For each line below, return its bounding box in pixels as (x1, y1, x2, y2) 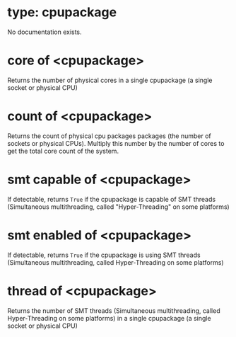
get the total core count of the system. (7, 147, 119, 155)
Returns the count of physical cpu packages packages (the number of (7, 132, 212, 140)
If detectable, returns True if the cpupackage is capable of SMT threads (7, 195, 216, 203)
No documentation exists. (7, 28, 83, 36)
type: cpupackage (7, 4, 117, 21)
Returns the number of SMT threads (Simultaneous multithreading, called (7, 306, 220, 315)
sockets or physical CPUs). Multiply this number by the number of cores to (7, 139, 225, 147)
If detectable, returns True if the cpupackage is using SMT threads (7, 251, 201, 259)
